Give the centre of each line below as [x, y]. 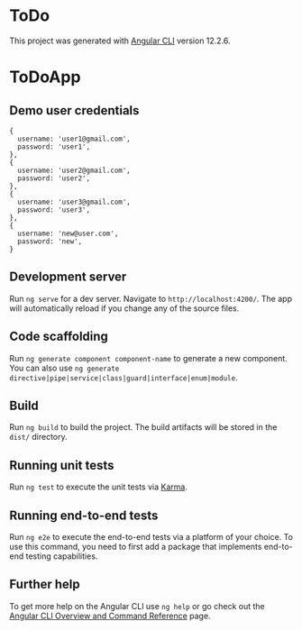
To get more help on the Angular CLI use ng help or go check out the [137, 606]
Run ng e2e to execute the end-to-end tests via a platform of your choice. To [151, 537]
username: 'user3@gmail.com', [74, 202]
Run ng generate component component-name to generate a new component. [149, 358]
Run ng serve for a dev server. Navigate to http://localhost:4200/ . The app [151, 298]
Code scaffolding [59, 337]
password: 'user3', [54, 210]
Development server [68, 277]
